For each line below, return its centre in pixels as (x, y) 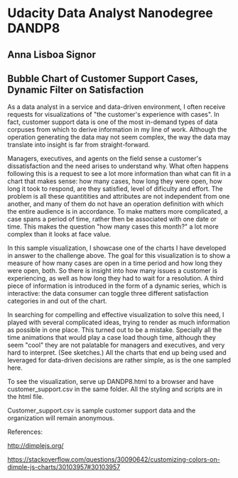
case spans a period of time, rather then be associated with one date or (112, 219)
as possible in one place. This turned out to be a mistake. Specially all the (115, 330)
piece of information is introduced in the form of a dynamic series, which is (117, 286)
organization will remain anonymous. (61, 418)
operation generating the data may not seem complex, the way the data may (119, 137)
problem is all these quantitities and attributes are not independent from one (119, 197)
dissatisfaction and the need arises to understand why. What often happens (118, 166)
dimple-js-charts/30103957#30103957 (64, 467)
